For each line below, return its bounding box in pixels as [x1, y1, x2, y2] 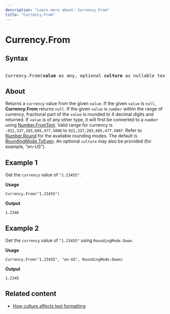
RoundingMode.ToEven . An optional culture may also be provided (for [5, 138, 152, 145]
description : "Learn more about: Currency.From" [5, 7, 110, 13]
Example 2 [5, 224, 39, 232]
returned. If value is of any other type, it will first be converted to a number [5, 117, 158, 123]
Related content [5, 290, 57, 298]
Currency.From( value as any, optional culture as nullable [5, 73, 155, 79]
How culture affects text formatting [12, 303, 86, 309]
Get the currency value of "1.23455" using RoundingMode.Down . [5, 237, 134, 243]
